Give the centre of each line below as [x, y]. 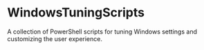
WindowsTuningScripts [76, 13]
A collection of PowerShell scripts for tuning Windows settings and [102, 32]
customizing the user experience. [55, 38]
